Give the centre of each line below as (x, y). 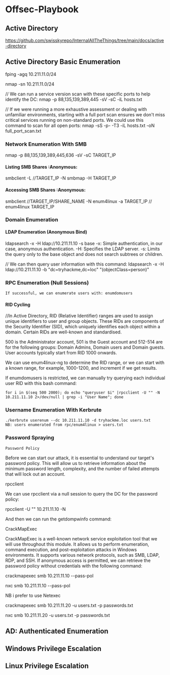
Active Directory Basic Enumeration (63, 62)
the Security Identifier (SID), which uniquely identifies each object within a (83, 327)
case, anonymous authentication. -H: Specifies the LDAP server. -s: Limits (83, 249)
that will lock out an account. (35, 474)
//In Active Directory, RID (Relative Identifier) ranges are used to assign (79, 316)
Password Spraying (30, 438)
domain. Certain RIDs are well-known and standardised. (63, 332)
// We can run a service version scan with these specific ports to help (78, 94)
